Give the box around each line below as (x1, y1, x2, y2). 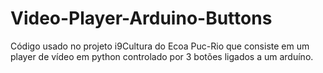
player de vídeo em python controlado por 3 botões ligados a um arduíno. (10, 50, 314, 62)
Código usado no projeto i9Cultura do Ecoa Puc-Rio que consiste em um (10, 40, 310, 52)
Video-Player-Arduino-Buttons (10, 7, 273, 30)
